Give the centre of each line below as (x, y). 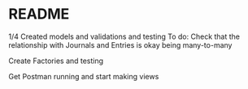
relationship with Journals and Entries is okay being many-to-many (120, 44)
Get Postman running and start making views (84, 76)
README (39, 14)
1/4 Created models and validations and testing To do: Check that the (124, 36)
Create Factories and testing (56, 61)
